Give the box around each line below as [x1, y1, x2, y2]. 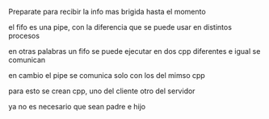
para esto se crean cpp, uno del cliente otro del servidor [8, 86, 195, 96]
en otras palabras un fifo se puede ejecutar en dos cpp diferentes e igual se [8, 47, 261, 55]
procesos [8, 31, 40, 40]
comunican [8, 55, 46, 64]
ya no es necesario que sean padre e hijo [8, 102, 146, 111]
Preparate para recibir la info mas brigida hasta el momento [8, 7, 206, 16]
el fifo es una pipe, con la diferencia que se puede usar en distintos [8, 23, 233, 31]
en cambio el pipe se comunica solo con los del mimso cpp [8, 71, 206, 80]
